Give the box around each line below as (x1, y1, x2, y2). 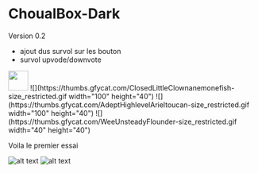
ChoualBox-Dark (8, 5, 121, 23)
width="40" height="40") (8, 125, 91, 135)
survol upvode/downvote (19, 55, 102, 64)
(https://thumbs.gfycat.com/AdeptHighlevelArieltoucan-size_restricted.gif (8, 100, 250, 110)
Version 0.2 (8, 31, 46, 40)
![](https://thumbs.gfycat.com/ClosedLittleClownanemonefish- (29, 83, 235, 92)
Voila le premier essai (8, 140, 79, 150)
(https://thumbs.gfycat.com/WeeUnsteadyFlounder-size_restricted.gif (8, 117, 237, 126)
